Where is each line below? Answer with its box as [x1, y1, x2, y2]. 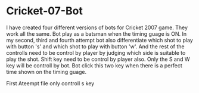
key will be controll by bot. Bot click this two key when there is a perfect [6, 61, 183, 69]
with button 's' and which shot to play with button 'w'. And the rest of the [6, 43, 185, 50]
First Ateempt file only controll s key [6, 79, 95, 87]
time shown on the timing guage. [6, 68, 87, 75]
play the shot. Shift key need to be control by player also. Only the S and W [6, 55, 190, 63]
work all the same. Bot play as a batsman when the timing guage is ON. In [6, 30, 186, 37]
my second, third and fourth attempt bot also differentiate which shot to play [6, 36, 194, 44]
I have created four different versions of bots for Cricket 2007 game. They [6, 24, 188, 31]
